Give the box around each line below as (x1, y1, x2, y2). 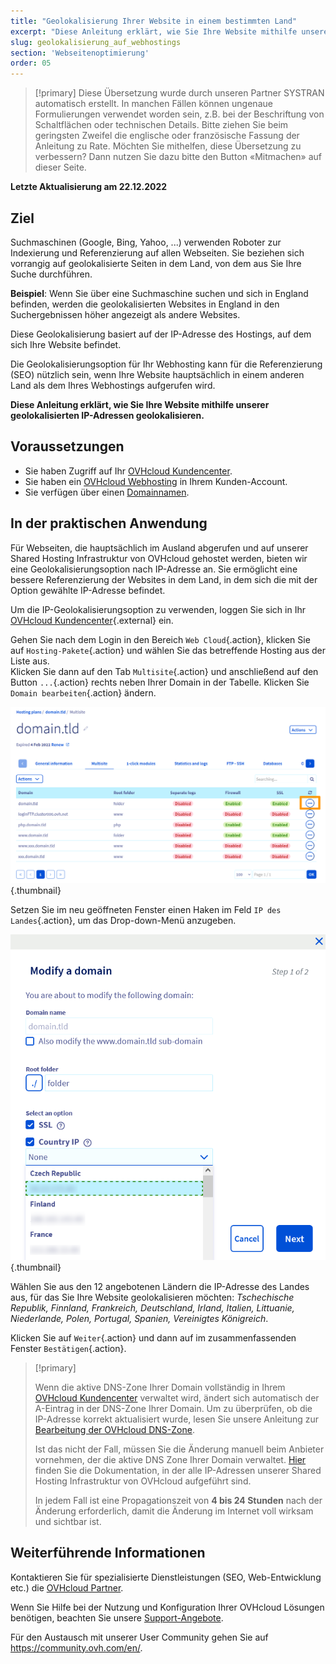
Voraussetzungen (10, 438, 125, 455)
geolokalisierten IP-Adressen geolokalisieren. (10, 409, 205, 421)
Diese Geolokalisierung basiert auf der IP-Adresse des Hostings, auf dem (10, 328, 312, 340)
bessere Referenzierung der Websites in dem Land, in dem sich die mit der (10, 573, 318, 585)
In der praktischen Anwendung (10, 515, 208, 532)
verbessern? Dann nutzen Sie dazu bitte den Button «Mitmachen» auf (34, 151, 323, 163)
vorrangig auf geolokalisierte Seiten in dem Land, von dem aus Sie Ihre (10, 257, 302, 269)
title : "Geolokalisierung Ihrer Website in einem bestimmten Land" (10, 16, 298, 26)
